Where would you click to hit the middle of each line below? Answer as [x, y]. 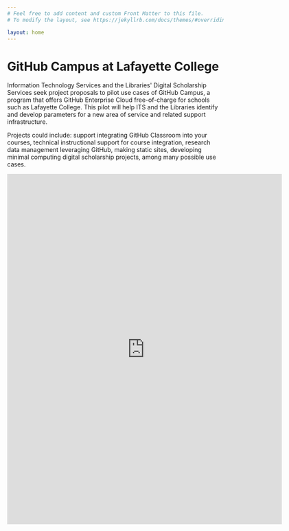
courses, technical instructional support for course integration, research [109, 142]
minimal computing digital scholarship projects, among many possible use [112, 157]
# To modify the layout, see [49, 20]
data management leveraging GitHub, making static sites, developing [105, 150]
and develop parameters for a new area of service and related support [106, 115]
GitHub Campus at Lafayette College [113, 66]
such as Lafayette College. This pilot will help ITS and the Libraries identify [113, 107]
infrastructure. [27, 122]
